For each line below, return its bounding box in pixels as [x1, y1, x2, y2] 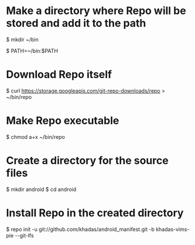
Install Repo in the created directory [6, 206, 184, 219]
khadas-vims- [156, 226, 190, 233]
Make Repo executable [6, 114, 119, 127]
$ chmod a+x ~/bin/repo [6, 133, 66, 140]
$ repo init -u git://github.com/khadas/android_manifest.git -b [6, 226, 155, 233]
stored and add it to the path [6, 16, 146, 30]
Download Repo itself [6, 68, 112, 81]
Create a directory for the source [6, 154, 169, 167]
